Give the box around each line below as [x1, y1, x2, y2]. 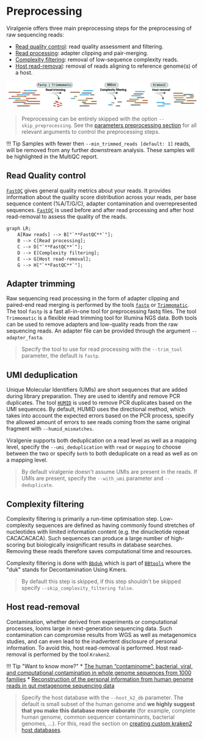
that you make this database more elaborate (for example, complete [21, 707, 195, 714]
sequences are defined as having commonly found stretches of [35, 521, 195, 529]
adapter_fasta [6, 335, 43, 341]
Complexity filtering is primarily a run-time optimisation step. [6, 515, 159, 523]
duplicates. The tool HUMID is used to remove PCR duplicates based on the [6, 399, 192, 406]
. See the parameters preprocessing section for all [70, 121, 197, 129]
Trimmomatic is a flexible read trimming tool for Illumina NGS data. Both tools [6, 314, 197, 322]
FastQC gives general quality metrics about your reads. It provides [6, 186, 171, 194]
